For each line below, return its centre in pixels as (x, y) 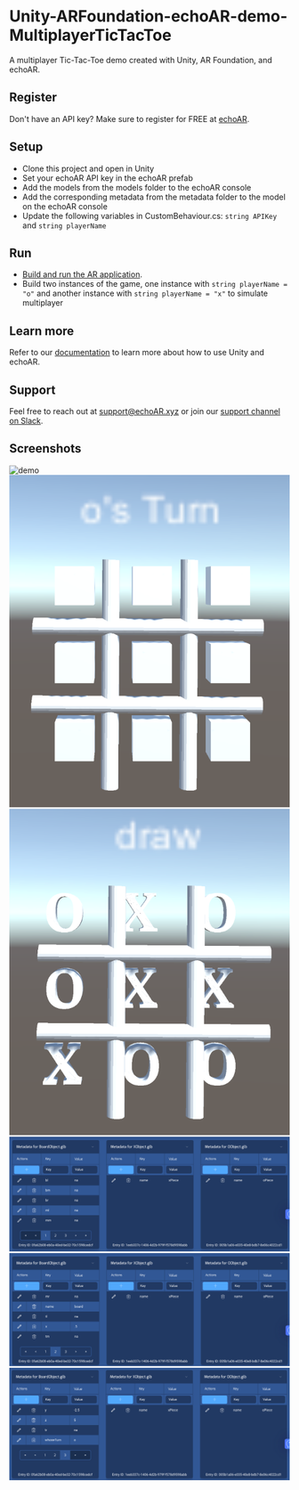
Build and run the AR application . (82, 274)
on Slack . (26, 421)
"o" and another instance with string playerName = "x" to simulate (145, 293)
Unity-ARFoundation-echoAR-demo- (149, 16)
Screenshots (45, 448)
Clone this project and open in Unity (88, 168)
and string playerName (64, 225)
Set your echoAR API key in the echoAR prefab (107, 178)
